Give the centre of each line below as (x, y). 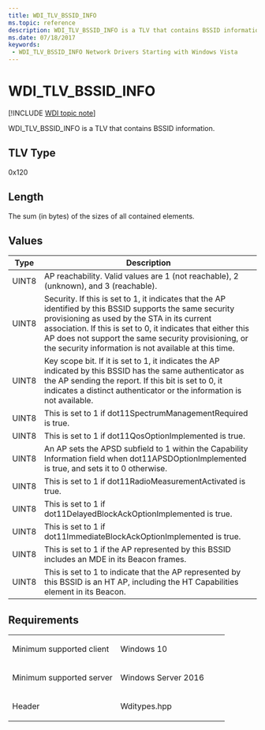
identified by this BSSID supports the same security (139, 309)
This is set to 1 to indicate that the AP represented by (142, 572)
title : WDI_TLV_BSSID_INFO (52, 15)
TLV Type (32, 153)
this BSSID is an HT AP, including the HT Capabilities (141, 582)
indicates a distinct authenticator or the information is (143, 391)
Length (26, 197)
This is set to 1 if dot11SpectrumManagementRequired (146, 414)
